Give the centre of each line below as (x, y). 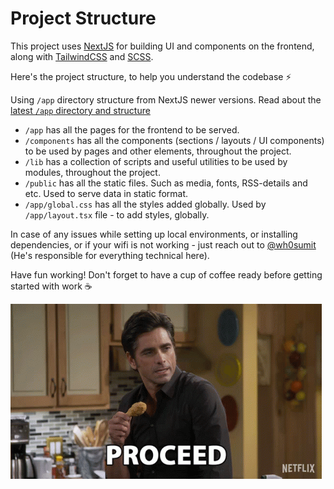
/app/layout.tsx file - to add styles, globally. (117, 214)
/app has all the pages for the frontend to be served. (132, 129)
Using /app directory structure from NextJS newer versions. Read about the (166, 99)
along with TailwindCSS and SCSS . (82, 56)
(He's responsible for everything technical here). (110, 255)
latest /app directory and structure (80, 110)
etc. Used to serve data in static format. (106, 193)
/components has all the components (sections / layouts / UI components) (174, 140)
